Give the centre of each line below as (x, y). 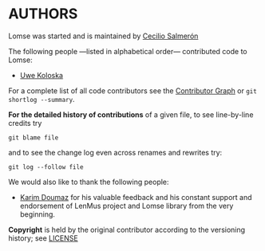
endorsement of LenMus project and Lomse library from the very (127, 206)
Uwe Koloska (42, 75)
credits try (25, 123)
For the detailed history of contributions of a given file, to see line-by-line (131, 114)
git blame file (34, 137)
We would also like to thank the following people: (89, 182)
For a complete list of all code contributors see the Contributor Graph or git (132, 90)
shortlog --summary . (42, 99)
